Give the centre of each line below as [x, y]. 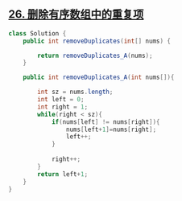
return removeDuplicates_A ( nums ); [95, 55]
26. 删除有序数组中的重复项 [76, 14]
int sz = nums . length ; [75, 92]
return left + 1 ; [63, 174]
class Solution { [37, 33]
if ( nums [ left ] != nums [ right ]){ [105, 122]
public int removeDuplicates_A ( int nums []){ [99, 78]
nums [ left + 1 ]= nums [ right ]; [111, 129]
